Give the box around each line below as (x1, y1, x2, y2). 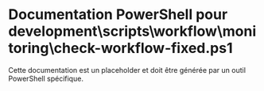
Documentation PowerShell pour (8, 6, 228, 24)
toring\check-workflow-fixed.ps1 (8, 40, 233, 57)
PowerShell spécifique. (8, 74, 83, 83)
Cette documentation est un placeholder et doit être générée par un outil (8, 65, 247, 74)
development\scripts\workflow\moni (8, 22, 257, 40)
